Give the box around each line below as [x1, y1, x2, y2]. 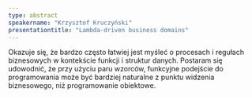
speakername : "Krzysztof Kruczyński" [8, 19, 133, 27]
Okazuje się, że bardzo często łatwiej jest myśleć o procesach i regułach [8, 48, 245, 57]
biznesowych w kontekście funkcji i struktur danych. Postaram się [8, 56, 223, 65]
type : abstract [8, 11, 58, 20]
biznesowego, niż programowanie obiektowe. [8, 81, 156, 90]
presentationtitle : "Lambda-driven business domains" [8, 26, 190, 34]
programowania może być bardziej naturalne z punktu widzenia [8, 72, 215, 82]
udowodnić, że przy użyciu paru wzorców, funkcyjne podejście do [8, 64, 224, 74]
